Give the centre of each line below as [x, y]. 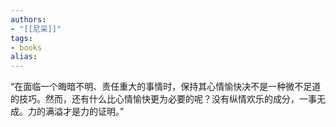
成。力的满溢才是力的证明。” [67, 112]
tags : [21, 38]
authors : [28, 19]
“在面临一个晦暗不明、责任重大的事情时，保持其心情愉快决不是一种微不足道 [166, 87]
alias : [24, 57]
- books [26, 47]
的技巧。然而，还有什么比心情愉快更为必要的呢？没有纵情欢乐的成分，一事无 [168, 99]
